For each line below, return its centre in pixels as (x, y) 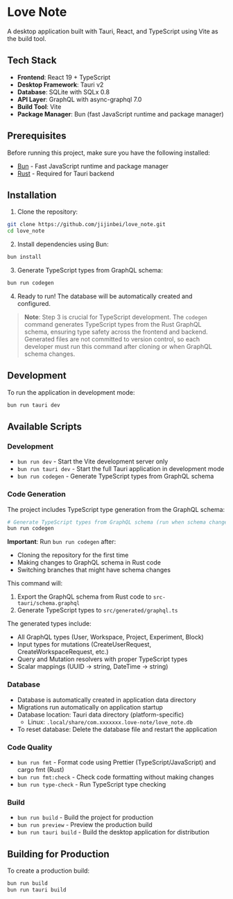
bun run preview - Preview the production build (85, 825)
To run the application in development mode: (71, 392)
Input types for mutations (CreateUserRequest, (84, 644)
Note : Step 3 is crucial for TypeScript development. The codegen (116, 317)
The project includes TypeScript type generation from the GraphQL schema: (116, 509)
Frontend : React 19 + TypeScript (64, 77)
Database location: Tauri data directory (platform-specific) (101, 714)
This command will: (35, 583)
